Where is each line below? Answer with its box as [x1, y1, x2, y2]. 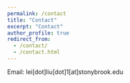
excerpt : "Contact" [7, 23, 64, 30]
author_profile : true [7, 29, 70, 37]
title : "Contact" [7, 17, 57, 24]
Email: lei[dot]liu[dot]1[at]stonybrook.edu [7, 67, 124, 76]
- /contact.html [13, 49, 60, 56]
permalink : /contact [7, 10, 67, 17]
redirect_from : [7, 36, 51, 43]
